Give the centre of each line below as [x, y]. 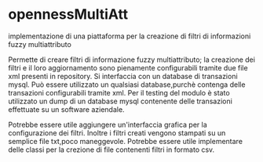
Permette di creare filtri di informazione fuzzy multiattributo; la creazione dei [131, 59]
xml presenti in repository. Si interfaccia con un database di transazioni [123, 76]
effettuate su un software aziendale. [66, 109]
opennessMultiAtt [68, 14]
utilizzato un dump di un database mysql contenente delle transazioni [121, 101]
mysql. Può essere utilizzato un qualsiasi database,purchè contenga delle [127, 85]
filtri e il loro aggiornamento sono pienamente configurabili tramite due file [128, 67]
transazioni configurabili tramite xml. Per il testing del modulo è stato [119, 92]
